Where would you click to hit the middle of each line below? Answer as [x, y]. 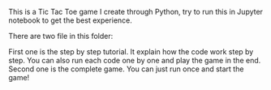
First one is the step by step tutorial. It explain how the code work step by [131, 51]
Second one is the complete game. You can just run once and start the [126, 69]
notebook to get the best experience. [70, 20]
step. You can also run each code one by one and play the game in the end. [135, 60]
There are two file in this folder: [61, 36]
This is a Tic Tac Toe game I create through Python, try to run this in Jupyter [136, 12]
